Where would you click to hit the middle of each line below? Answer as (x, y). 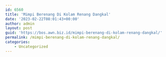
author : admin (20, 24)
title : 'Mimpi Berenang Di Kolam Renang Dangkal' (58, 14)
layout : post (19, 28)
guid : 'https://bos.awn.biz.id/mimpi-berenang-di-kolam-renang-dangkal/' (84, 33)
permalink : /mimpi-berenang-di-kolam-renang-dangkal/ (63, 38)
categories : (18, 42)
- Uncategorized (31, 47)
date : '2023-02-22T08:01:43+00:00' (42, 19)
